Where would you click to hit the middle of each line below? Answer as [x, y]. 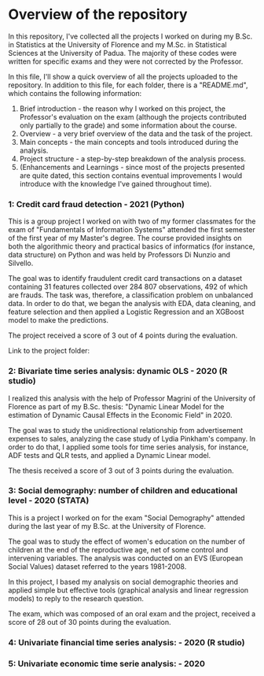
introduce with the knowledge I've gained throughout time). [115, 183]
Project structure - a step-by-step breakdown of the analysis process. [132, 158]
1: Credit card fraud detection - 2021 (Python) [97, 204]
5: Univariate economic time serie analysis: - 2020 [107, 663]
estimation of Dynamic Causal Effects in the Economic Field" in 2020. [121, 415]
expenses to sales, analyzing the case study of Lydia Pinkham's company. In [132, 438]
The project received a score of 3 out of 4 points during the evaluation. [123, 335]
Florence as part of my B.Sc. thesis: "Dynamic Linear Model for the [116, 406]
